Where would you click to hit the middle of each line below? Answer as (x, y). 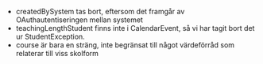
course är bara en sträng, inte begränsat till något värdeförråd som (125, 45)
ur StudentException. (50, 36)
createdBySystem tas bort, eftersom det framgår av (100, 11)
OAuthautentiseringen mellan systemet (79, 20)
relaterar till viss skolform (57, 53)
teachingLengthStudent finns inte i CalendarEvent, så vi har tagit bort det (135, 28)
